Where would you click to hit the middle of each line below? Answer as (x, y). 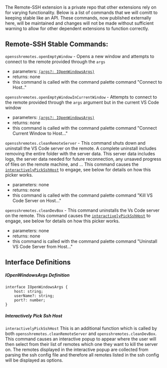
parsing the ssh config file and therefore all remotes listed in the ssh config (82, 355)
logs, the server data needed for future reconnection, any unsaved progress (83, 159)
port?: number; (30, 300)
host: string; (29, 292)
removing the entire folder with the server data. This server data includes (80, 153)
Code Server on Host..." (37, 200)
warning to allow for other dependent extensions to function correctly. (77, 29)
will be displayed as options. (34, 360)
